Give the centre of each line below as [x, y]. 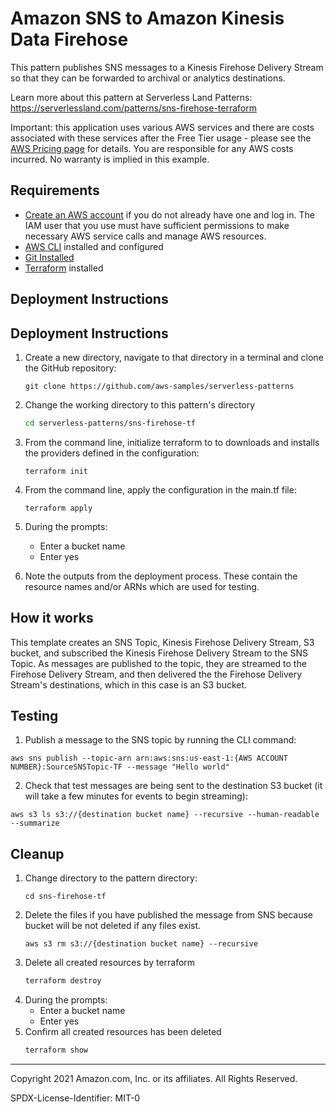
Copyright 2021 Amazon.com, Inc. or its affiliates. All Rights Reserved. [154, 1079]
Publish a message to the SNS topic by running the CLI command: [160, 740]
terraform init [56, 471]
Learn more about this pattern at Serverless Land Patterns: [131, 97]
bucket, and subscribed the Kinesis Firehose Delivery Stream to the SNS [159, 653]
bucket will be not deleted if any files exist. [113, 926]
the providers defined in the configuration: [112, 453]
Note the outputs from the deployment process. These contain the [161, 576]
